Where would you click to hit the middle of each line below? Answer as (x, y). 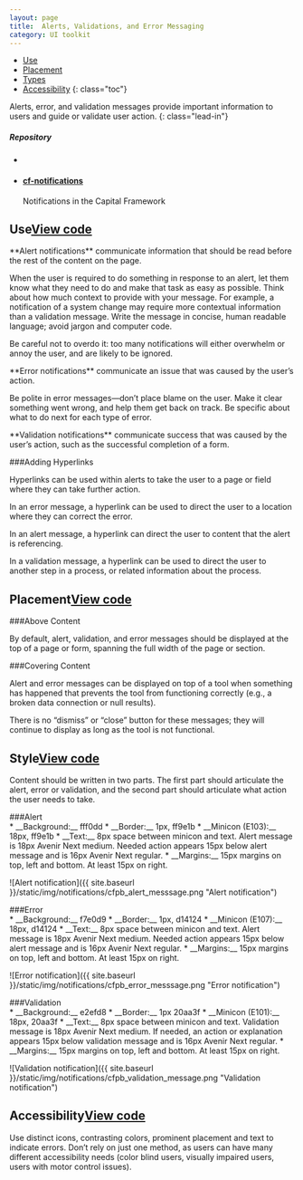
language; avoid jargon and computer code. (91, 326)
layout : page (34, 18)
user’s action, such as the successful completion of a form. (119, 445)
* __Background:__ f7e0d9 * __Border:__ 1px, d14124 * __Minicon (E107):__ (146, 919)
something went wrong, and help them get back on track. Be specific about (150, 408)
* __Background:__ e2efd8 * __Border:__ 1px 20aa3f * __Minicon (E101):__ (145, 1012)
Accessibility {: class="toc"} (75, 89)
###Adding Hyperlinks (52, 462)
